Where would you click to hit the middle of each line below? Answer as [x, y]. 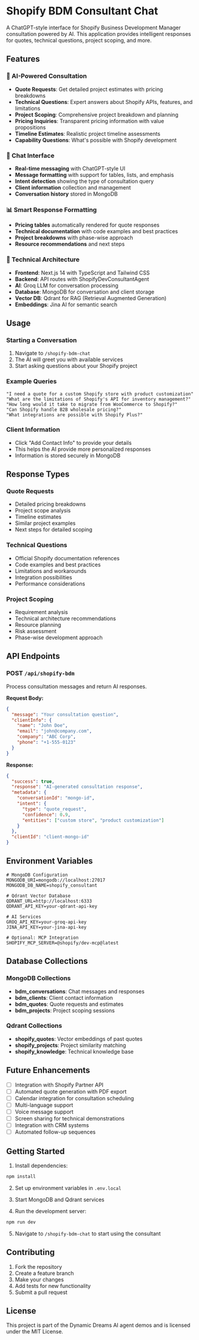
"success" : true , [33, 782]
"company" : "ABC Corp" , [47, 737]
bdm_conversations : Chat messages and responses [79, 991]
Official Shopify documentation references [67, 558]
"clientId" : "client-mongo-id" [50, 837]
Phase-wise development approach [59, 637]
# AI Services [24, 917]
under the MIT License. [35, 1332]
